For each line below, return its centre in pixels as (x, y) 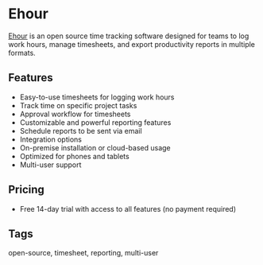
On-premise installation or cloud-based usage (95, 147)
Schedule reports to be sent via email (81, 131)
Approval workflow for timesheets (75, 114)
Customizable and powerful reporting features (95, 122)
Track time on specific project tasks (78, 105)
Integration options (50, 139)
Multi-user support (50, 165)
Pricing (27, 190)
